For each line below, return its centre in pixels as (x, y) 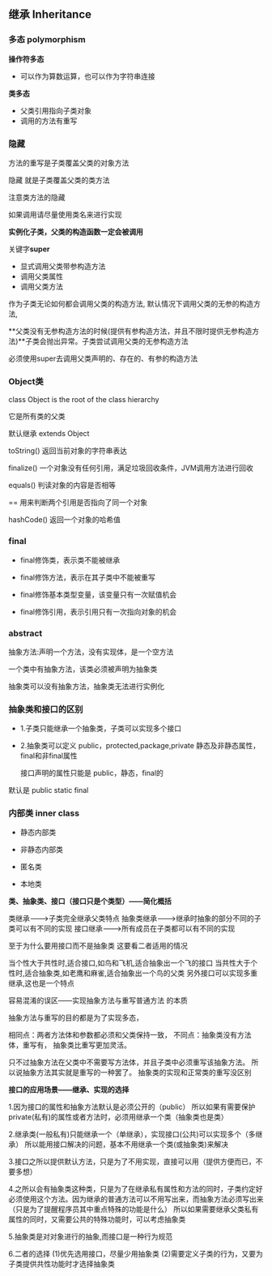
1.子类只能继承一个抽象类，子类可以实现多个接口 (101, 729)
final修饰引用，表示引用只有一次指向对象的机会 (98, 611)
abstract (25, 633)
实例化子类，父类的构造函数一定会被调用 (76, 231)
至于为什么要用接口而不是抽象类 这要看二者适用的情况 (98, 946)
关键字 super (29, 249)
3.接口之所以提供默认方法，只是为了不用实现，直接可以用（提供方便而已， (132, 1162)
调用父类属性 (41, 276)
